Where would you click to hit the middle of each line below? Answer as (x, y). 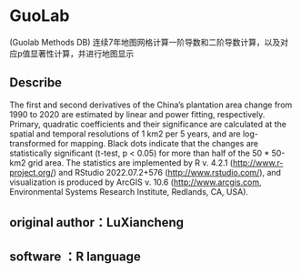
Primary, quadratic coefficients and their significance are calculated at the (148, 124)
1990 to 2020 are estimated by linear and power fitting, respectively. (137, 114)
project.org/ (32, 172)
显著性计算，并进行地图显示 (82, 53)
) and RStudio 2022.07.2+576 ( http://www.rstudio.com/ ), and (167, 172)
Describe (35, 83)
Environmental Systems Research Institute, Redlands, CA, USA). (129, 191)
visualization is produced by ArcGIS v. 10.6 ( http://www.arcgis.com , (135, 182)
